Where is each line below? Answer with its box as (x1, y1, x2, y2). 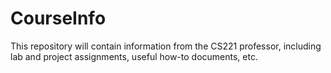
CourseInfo (10, 7, 107, 30)
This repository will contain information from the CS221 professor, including (10, 40, 322, 52)
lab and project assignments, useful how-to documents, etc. (10, 50, 258, 62)
